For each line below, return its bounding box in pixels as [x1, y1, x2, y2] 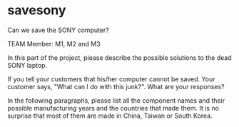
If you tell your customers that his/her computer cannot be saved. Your [7, 74, 215, 83]
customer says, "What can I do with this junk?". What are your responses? [7, 82, 225, 91]
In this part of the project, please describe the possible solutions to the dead [7, 53, 232, 62]
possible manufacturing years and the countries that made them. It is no [7, 103, 220, 112]
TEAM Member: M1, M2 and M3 [7, 39, 101, 48]
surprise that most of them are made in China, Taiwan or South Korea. [7, 111, 213, 120]
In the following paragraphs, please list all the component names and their [7, 96, 225, 105]
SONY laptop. [7, 61, 48, 69]
